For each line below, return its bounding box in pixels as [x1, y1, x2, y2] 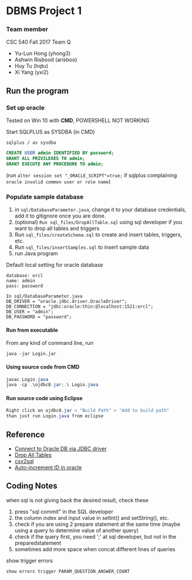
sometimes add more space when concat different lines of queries [14, 545, 176, 552]
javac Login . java [6, 376, 49, 383]
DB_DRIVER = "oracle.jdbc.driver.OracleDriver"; [6, 299, 127, 305]
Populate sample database [6, 193, 84, 201]
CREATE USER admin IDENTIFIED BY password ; [6, 150, 114, 156]
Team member [6, 25, 49, 34]
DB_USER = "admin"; [6, 309, 54, 315]
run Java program [14, 250, 58, 257]
